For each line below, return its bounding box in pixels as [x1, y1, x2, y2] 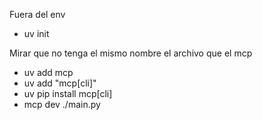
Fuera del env [9, 9, 66, 20]
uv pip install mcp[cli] [23, 88, 113, 99]
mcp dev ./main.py [23, 99, 101, 110]
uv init [23, 28, 50, 39]
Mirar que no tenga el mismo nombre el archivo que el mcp [9, 47, 253, 59]
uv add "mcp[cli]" [23, 77, 97, 89]
